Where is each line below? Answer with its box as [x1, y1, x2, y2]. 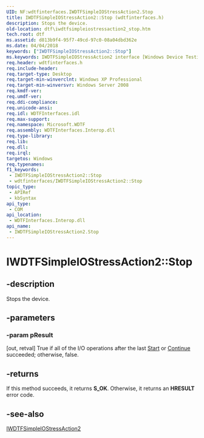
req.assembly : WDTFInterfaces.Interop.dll [6, 127, 115, 133]
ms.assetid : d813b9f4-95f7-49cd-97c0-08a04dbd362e [6, 37, 137, 43]
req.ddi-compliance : [6, 99, 59, 105]
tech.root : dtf [6, 32, 45, 38]
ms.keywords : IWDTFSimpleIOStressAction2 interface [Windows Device [6, 54, 183, 60]
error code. [6, 391, 35, 399]
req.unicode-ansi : [6, 104, 53, 111]
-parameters [6, 313, 55, 323]
